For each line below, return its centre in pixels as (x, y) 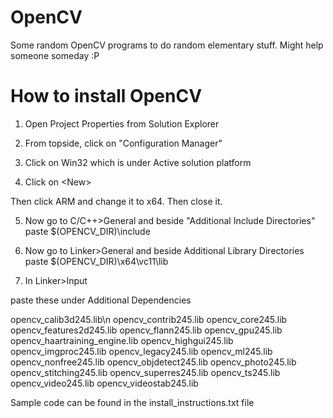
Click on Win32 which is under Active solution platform (138, 162)
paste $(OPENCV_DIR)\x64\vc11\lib (96, 261)
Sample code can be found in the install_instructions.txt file (132, 402)
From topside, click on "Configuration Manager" (123, 143)
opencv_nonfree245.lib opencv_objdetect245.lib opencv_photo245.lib (153, 362)
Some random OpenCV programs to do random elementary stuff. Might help (167, 45)
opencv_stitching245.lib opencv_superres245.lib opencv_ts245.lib (145, 372)
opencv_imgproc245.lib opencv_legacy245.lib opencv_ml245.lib (141, 351)
